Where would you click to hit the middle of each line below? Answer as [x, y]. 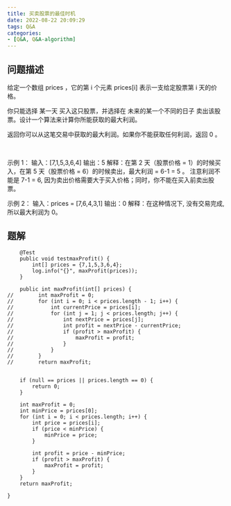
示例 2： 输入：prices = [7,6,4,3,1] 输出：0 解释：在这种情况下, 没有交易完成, [116, 203]
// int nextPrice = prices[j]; [76, 319]
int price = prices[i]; [66, 423]
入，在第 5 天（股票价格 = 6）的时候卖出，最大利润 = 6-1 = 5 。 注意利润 [111, 171]
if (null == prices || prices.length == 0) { [87, 380]
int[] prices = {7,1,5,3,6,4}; [77, 265]
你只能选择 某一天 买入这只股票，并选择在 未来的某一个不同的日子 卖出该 [111, 111]
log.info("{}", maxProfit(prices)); [85, 271]
